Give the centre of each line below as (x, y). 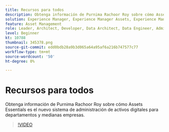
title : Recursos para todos (35, 10)
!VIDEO (25, 125)
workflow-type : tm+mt (28, 52)
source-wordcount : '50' (30, 56)
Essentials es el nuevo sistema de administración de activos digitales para (82, 110)
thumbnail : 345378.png (29, 43)
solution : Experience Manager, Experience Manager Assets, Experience (81, 19)
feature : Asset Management (33, 24)
